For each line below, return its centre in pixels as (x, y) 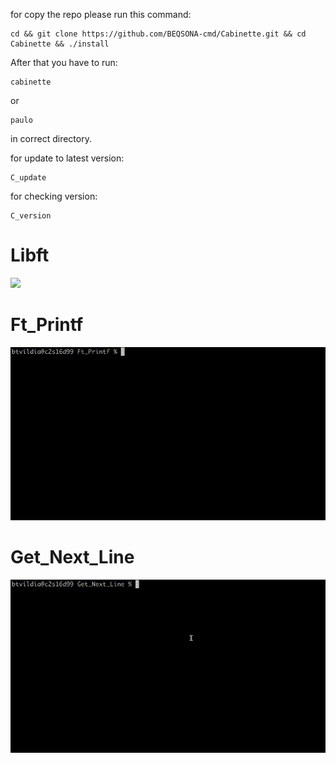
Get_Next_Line (72, 557)
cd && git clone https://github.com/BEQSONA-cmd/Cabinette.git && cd (158, 34)
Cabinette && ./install (60, 44)
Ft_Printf (47, 325)
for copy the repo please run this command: (101, 14)
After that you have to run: (64, 62)
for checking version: (54, 196)
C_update (28, 178)
